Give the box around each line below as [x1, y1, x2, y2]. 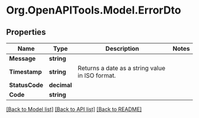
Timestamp [9, 68, 43, 76]
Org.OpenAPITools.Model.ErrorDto [6, 4, 182, 17]
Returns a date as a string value [78, 64, 166, 72]
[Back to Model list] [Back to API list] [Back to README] [6, 106, 142, 113]
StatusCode [9, 81, 43, 89]
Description [105, 45, 139, 53]
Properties [6, 27, 46, 37]
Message [9, 54, 36, 63]
